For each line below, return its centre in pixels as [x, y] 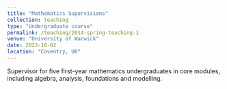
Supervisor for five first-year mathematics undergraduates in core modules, [114, 71]
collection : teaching [38, 20]
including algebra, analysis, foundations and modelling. [85, 78]
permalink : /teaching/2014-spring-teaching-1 [73, 33]
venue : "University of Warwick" [53, 39]
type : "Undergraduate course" [50, 26]
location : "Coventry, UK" [44, 52]
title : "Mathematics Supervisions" [58, 13]
